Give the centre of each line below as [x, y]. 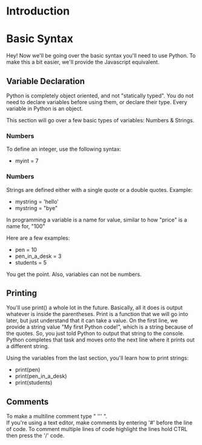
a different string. [28, 346]
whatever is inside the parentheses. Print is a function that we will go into [97, 314]
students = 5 [31, 262]
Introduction [38, 11]
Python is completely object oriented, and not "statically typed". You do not [100, 96]
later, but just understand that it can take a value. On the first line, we [92, 321]
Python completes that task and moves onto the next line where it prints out [100, 340]
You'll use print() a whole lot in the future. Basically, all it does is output [95, 308]
